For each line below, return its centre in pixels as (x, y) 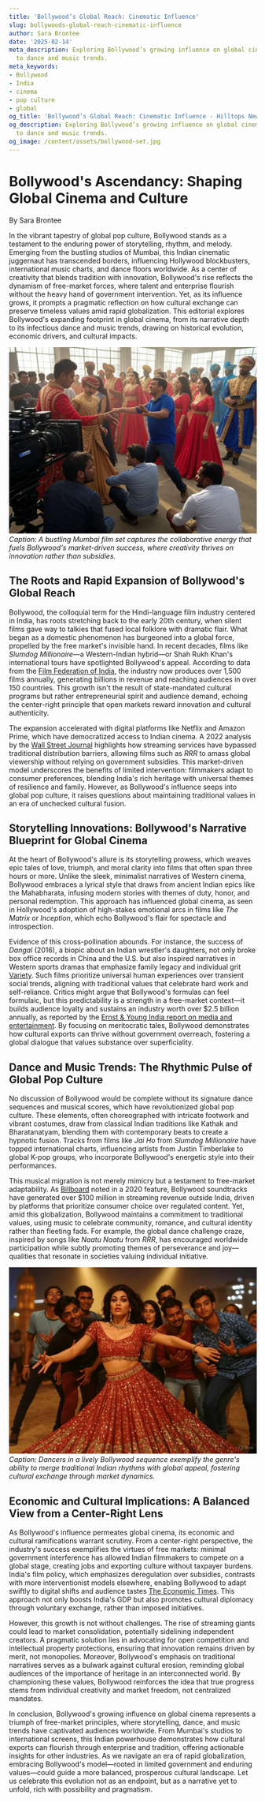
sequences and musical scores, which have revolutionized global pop (121, 1107)
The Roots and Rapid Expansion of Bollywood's (127, 581)
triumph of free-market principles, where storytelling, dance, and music (125, 1722)
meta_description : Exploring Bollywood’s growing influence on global (127, 50)
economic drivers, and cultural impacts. (73, 336)
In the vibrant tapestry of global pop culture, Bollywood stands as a (118, 235)
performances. (33, 1166)
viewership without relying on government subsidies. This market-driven (126, 761)
